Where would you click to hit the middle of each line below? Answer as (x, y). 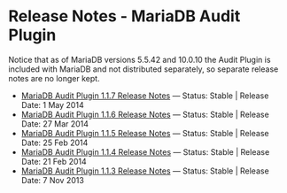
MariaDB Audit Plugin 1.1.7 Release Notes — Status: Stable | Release (145, 96)
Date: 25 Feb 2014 (54, 143)
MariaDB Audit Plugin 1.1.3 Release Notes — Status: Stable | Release (145, 171)
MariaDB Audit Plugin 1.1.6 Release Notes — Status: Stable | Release (145, 114)
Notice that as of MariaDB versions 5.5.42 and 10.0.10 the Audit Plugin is (140, 59)
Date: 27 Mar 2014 (55, 124)
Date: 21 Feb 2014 (54, 161)
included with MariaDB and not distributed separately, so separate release (143, 69)
